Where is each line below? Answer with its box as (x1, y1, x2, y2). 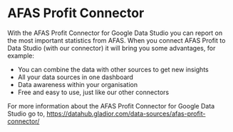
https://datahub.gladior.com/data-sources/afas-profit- (46, 109, 206, 118)
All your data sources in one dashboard (17, 73, 134, 81)
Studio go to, (7, 109, 45, 118)
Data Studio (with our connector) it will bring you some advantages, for (7, 44, 216, 52)
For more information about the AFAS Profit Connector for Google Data (7, 101, 215, 110)
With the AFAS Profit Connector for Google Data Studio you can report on (7, 29, 223, 37)
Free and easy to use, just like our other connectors (17, 88, 170, 96)
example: (7, 51, 34, 60)
